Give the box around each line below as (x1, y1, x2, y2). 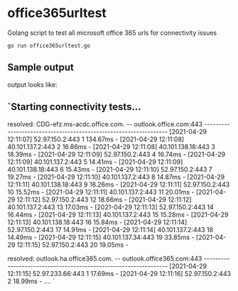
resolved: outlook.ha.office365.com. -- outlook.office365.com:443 (7, 254, 202, 263)
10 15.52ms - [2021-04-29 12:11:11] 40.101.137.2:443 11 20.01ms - (7, 187, 195, 196)
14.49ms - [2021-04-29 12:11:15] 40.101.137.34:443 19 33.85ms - (7, 233, 195, 241)
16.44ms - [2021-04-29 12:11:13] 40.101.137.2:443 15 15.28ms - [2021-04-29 (7, 210, 229, 219)
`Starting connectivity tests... (7, 101, 141, 113)
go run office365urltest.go (7, 42, 91, 49)
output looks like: (7, 80, 58, 89)
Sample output (7, 62, 75, 74)
